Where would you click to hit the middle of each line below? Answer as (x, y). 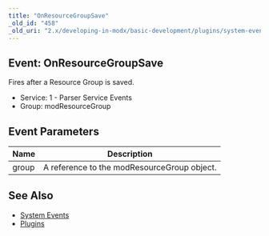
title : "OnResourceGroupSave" (59, 16)
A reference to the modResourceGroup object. (130, 167)
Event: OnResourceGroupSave (86, 63)
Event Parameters (54, 132)
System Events (44, 215)
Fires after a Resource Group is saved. (71, 82)
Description (130, 154)
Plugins (32, 223)
